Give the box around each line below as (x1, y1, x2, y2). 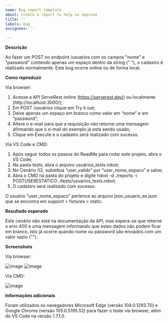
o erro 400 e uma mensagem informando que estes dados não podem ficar (5, 223, 161, 229)
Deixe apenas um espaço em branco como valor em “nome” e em (12, 110, 149, 116)
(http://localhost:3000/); (12, 99, 63, 106)
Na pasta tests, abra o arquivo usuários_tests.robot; (12, 162, 119, 168)
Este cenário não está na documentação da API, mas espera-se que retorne (5, 218, 162, 224)
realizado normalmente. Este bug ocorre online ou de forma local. (5, 65, 141, 71)
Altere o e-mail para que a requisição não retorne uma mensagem (12, 121, 149, 127)
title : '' (5, 17, 26, 22)
